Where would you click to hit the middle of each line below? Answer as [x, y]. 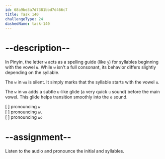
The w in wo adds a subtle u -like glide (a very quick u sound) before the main [82, 92]
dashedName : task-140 [28, 24]
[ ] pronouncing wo [24, 117]
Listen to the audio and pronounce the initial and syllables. [65, 151]
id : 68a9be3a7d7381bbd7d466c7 [37, 10]
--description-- [38, 48]
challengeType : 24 [24, 19]
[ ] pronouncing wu [24, 112]
